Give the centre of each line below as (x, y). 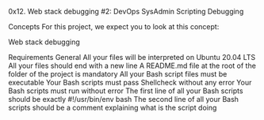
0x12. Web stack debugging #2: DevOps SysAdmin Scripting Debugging (126, 11)
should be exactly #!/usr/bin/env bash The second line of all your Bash (124, 99)
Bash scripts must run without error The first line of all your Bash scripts (126, 91)
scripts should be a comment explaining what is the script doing (113, 107)
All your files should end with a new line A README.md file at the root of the (132, 66)
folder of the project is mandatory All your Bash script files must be (118, 74)
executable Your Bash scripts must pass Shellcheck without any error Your (130, 82)
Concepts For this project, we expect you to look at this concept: (114, 26)
